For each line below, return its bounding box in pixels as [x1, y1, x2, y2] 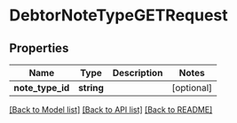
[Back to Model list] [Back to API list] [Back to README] [9, 104, 213, 115]
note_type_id [13, 81, 70, 94]
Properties [9, 41, 69, 56]
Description [112, 67, 163, 79]
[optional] [171, 81, 213, 94]
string [78, 81, 105, 94]
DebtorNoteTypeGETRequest [9, 5, 228, 26]
